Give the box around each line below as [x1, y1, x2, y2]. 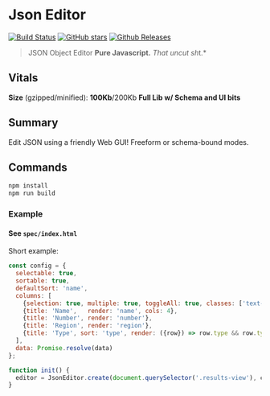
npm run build [8, 189, 56, 198]
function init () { [8, 366, 70, 374]
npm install [8, 182, 48, 190]
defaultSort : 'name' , [15, 284, 88, 292]
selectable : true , [15, 270, 78, 278]
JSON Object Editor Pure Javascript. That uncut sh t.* [27, 47, 207, 57]
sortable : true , [15, 277, 70, 285]
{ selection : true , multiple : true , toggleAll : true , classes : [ [22, 299, 243, 307]
